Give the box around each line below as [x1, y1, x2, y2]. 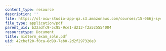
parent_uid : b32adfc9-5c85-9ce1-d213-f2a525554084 [5, 25, 112, 30]
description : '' [5, 12, 39, 17]
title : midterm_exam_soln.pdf [5, 34, 68, 39]
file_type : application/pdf [5, 20, 63, 26]
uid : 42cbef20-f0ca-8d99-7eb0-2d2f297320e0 [5, 39, 96, 44]
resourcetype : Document [5, 30, 54, 34]
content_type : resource [5, 7, 54, 12]
